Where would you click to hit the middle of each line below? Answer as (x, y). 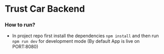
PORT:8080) (25, 47)
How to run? (20, 25)
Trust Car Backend (45, 9)
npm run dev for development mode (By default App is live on (76, 41)
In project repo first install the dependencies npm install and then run (85, 36)
